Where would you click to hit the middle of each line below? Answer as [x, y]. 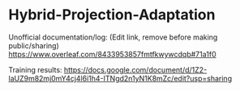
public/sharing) [34, 45]
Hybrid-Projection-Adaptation [112, 15]
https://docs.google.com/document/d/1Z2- [135, 69]
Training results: [35, 69]
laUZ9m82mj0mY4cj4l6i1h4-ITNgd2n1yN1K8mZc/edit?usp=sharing [120, 78]
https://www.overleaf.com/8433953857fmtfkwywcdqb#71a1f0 [112, 54]
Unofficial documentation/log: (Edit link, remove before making [113, 37]
